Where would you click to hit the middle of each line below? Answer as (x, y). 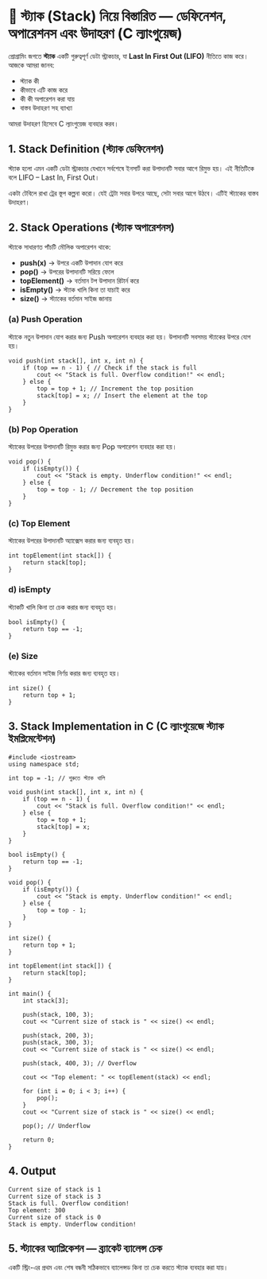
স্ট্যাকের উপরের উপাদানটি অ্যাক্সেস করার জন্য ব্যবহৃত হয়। (72, 541)
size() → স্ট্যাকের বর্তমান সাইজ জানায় (66, 298)
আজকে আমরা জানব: (31, 65)
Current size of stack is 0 (55, 1217)
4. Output (32, 1171)
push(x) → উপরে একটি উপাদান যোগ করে (71, 262)
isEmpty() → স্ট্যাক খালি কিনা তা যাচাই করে (75, 289)
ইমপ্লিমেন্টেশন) (32, 739)
